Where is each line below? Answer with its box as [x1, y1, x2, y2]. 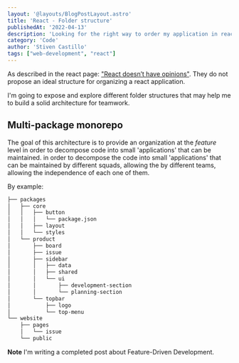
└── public [20, 335, 53, 342]
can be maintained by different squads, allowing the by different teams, [7, 161, 216, 169]
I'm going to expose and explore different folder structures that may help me [7, 90, 231, 100]
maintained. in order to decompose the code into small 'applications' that [7, 153, 222, 162]
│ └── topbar [7, 295, 65, 302]
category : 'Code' [7, 37, 59, 44]
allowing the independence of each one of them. [7, 168, 150, 177]
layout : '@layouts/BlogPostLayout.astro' [7, 10, 132, 18]
